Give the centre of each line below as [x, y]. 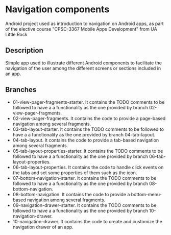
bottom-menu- [146, 194]
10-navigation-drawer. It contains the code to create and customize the [87, 221]
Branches [21, 90]
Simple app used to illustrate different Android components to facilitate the [84, 63]
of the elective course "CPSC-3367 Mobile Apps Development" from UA [81, 29]
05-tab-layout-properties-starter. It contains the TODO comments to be [88, 151]
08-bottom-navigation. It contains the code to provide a [71, 194]
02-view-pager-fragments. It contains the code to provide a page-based [89, 118]
